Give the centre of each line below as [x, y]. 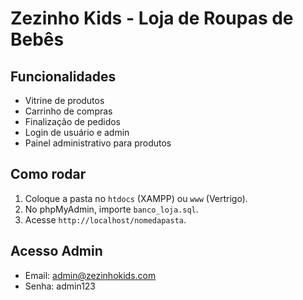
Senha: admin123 [60, 286]
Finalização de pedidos [73, 121]
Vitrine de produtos [64, 100]
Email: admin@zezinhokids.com [90, 275]
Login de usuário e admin [77, 132]
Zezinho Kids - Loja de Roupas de [152, 18]
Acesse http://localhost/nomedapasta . [105, 219]
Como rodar [48, 174]
